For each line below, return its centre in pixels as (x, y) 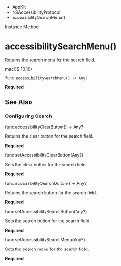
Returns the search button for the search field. (51, 192)
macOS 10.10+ (19, 69)
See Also (19, 102)
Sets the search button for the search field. (48, 221)
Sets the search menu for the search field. (47, 249)
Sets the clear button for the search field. (46, 164)
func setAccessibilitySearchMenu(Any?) (45, 239)
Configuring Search (29, 116)
